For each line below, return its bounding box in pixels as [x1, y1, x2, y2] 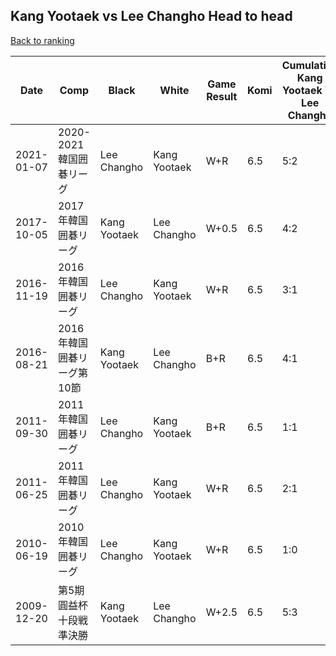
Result [206, 89, 238, 103]
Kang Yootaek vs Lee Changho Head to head [10, 8, 293, 25]
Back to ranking [10, 34, 75, 46]
